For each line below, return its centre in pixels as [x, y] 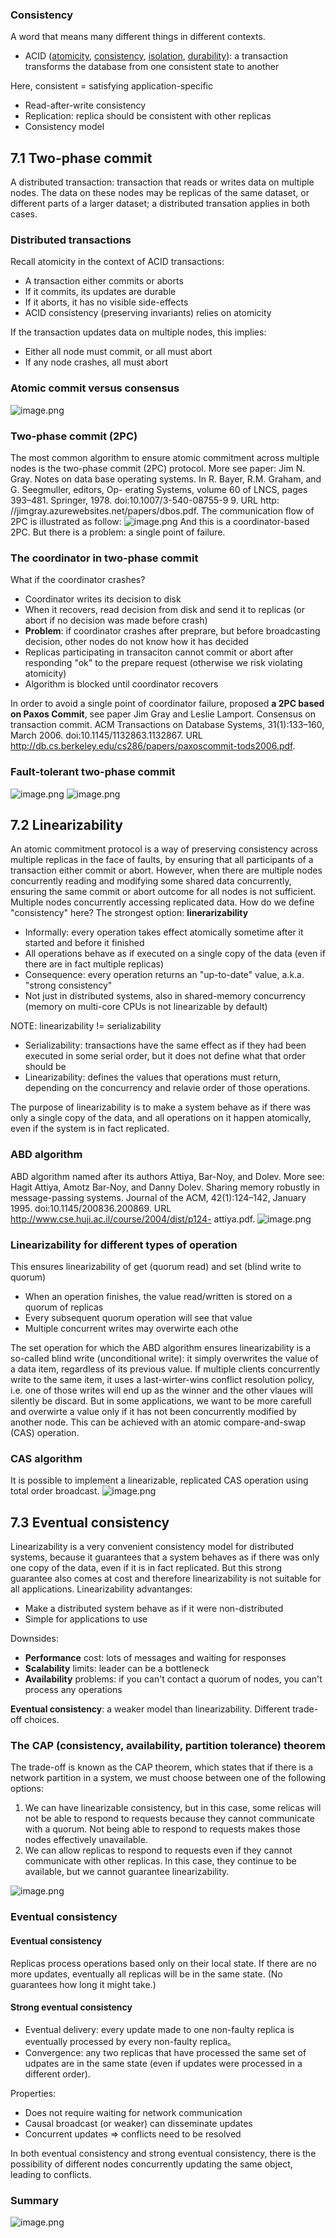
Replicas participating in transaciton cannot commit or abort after [159, 652]
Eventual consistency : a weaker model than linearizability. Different [150, 1709]
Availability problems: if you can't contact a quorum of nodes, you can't [173, 1679]
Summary [35, 2200]
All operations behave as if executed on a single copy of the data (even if [175, 954]
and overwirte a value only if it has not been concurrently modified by [153, 1411]
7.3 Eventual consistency [90, 1522]
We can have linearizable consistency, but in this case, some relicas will [173, 1808]
